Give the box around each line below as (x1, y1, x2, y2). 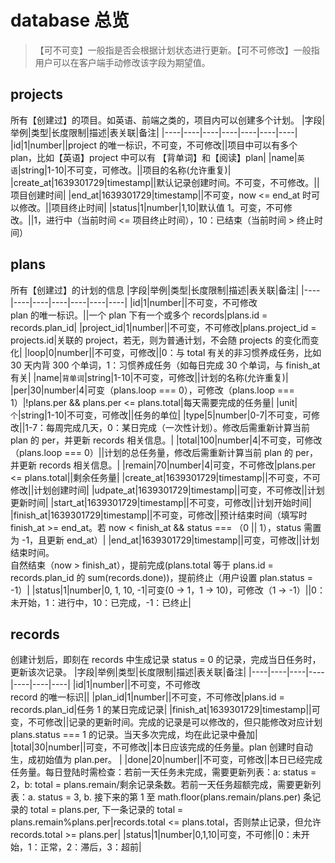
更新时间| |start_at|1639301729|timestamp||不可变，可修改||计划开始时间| (10, 496, 312, 508)
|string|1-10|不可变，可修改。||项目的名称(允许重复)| (17, 164, 232, 176)
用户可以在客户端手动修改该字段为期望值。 (34, 56, 211, 68)
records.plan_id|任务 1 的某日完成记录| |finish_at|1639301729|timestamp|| (10, 704, 312, 716)
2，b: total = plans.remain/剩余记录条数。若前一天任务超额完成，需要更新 (10, 779, 313, 791)
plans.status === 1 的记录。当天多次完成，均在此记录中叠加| (10, 729, 258, 741)
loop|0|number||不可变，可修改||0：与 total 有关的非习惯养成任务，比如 (27, 346, 322, 358)
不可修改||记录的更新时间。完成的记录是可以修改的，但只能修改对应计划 (27, 716, 323, 728)
